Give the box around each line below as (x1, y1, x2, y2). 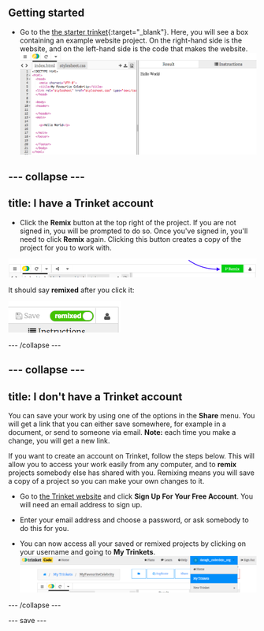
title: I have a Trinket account (8, 197, 154, 210)
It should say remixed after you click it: (8, 285, 135, 295)
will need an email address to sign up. (19, 500, 143, 510)
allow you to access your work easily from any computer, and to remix (8, 460, 237, 470)
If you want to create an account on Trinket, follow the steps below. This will (8, 451, 255, 461)
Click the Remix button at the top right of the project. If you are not (19, 217, 236, 227)
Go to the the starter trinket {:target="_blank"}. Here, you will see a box (19, 27, 249, 36)
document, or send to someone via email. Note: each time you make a (8, 428, 236, 437)
